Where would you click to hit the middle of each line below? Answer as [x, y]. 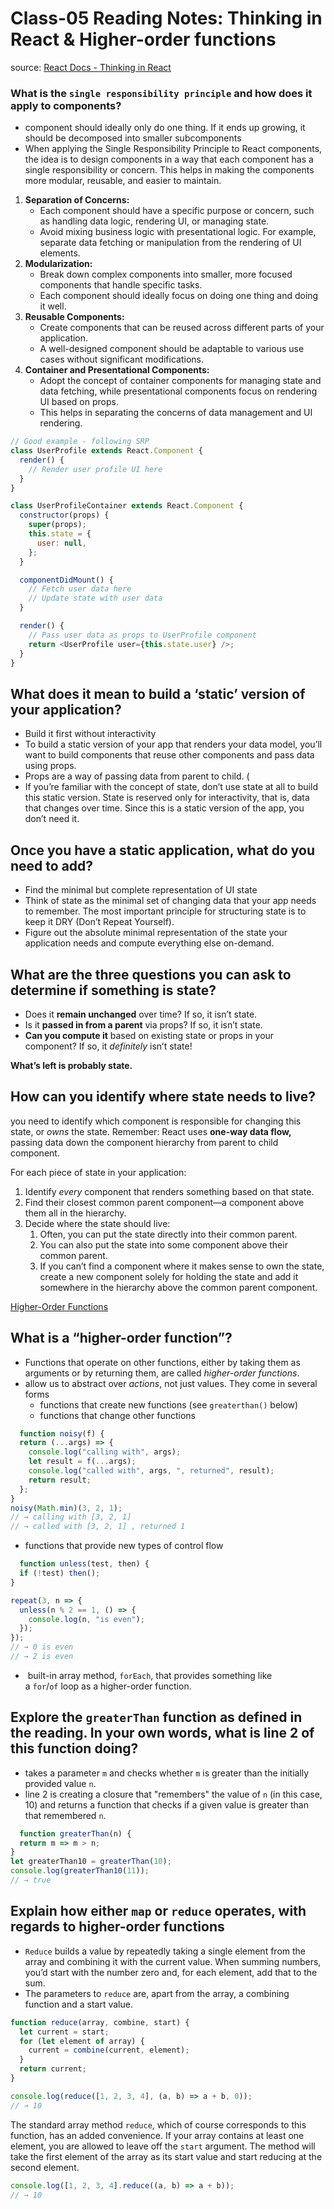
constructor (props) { [64, 515]
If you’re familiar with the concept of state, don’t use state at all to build [171, 787]
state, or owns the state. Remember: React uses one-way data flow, [151, 1131]
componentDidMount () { [66, 580]
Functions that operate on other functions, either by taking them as [162, 1362]
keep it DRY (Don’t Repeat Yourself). [99, 922]
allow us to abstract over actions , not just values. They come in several [171, 1383]
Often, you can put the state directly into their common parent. [168, 1234]
